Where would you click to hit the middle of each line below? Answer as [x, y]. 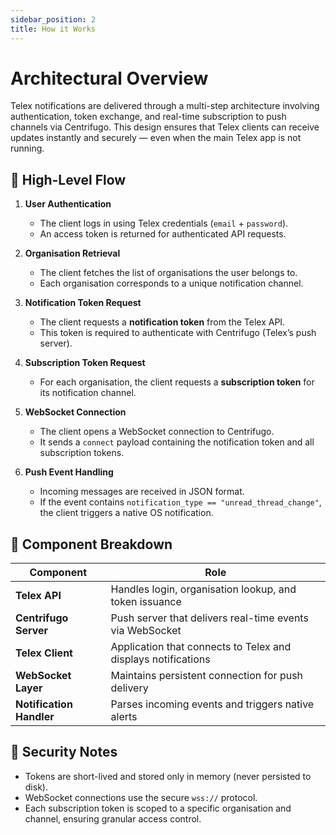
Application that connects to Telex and [201, 647]
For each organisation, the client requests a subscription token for [177, 382]
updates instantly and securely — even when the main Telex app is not [156, 138]
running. [27, 148]
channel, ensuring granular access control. [113, 818]
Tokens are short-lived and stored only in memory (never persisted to [168, 776]
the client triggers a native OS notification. [126, 513]
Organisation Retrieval [72, 253]
